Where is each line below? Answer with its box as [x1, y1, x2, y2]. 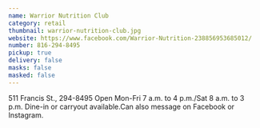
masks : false [8, 64, 52, 72]
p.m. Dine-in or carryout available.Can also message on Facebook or [8, 102, 234, 111]
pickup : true [8, 49, 52, 57]
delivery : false [8, 57, 62, 65]
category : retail [8, 19, 66, 27]
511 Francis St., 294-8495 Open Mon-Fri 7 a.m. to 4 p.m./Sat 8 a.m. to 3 [8, 93, 245, 102]
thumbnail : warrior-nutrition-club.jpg [8, 26, 142, 34]
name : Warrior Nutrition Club [8, 11, 110, 20]
